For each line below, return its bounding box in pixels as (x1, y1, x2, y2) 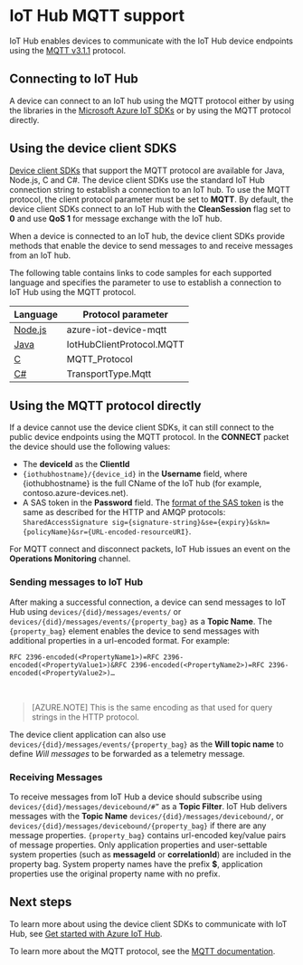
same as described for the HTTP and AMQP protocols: (22, 507, 226, 518)
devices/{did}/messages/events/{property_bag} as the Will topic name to (9, 739, 284, 750)
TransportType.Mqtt (66, 368, 152, 380)
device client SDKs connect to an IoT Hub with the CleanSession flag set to (9, 203, 291, 214)
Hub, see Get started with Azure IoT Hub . (9, 928, 163, 939)
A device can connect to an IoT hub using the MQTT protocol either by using (9, 95, 295, 106)
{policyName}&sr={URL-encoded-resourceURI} (22, 528, 190, 537)
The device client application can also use (9, 729, 166, 740)
